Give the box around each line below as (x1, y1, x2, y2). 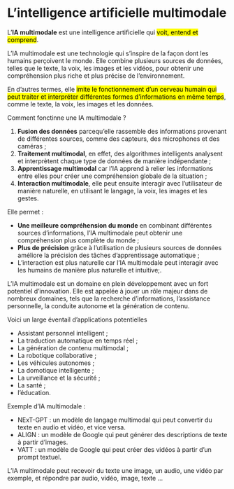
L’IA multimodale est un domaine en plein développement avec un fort (7, 279, 209, 288)
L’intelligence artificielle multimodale (7, 5, 227, 21)
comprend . (7, 35, 39, 43)
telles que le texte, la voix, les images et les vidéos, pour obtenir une (7, 64, 204, 72)
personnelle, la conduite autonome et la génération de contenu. (7, 301, 190, 310)
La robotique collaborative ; (17, 351, 96, 359)
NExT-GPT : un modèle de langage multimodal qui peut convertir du (17, 415, 212, 424)
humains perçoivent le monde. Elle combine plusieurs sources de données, (7, 56, 224, 64)
